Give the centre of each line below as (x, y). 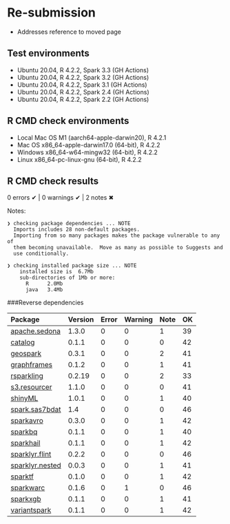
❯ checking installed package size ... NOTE (72, 266)
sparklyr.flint (31, 454)
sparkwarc (28, 488)
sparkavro (27, 421)
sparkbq (24, 432)
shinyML (24, 399)
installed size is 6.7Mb (57, 272)
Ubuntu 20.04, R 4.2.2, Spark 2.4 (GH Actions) (83, 92)
